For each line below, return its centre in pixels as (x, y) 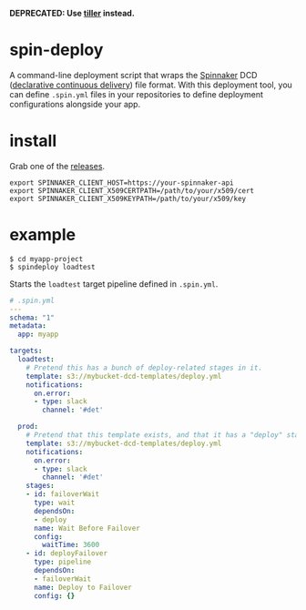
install (33, 141)
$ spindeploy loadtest (52, 267)
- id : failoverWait (63, 494)
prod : (28, 427)
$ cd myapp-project (46, 259)
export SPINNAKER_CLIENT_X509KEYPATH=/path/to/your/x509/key (128, 198)
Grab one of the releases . (57, 166)
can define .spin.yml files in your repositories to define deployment (137, 94)
